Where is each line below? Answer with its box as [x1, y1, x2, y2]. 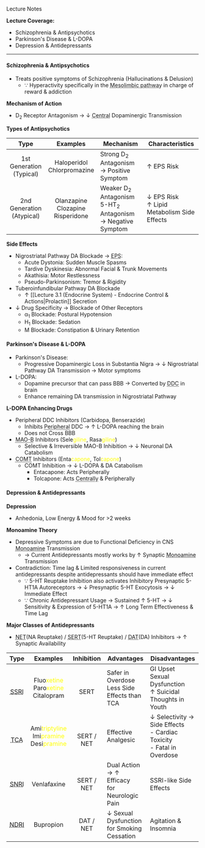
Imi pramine [32, 731, 65, 740]
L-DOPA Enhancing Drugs [6, 404, 73, 412]
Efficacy [106, 776, 131, 784]
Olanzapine [54, 197, 88, 205]
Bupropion [33, 820, 64, 828]
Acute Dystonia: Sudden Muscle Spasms [24, 258, 127, 266]
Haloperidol [54, 158, 88, 167]
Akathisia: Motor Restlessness [24, 271, 101, 279]
